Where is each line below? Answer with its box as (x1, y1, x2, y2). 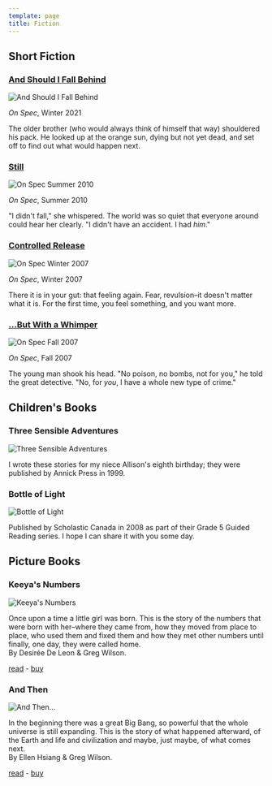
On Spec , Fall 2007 (8, 353, 72, 363)
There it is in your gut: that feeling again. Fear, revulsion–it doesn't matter (8, 290, 253, 300)
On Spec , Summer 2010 (8, 196, 88, 205)
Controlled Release (8, 240, 85, 252)
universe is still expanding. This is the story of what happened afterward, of (8, 727, 261, 736)
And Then (8, 684, 49, 695)
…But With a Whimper (8, 318, 98, 330)
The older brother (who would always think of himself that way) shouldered (8, 123, 261, 134)
